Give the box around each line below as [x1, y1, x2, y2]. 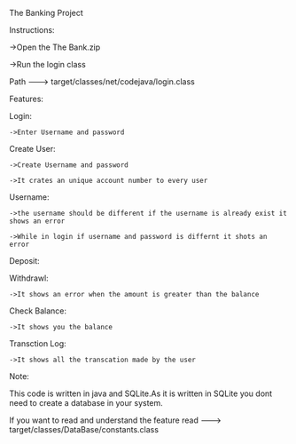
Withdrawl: [9, 273, 49, 283]
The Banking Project [9, 8, 84, 18]
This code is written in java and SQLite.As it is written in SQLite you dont [9, 388, 273, 399]
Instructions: [9, 25, 55, 35]
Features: [9, 93, 44, 104]
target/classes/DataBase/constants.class [9, 424, 160, 434]
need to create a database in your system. [9, 398, 164, 408]
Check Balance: [9, 305, 67, 316]
